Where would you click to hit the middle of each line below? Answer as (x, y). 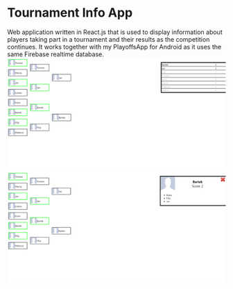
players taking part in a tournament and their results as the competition (109, 39)
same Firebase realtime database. (55, 54)
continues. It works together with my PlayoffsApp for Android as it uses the (114, 47)
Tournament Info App (70, 13)
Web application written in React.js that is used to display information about (115, 32)
